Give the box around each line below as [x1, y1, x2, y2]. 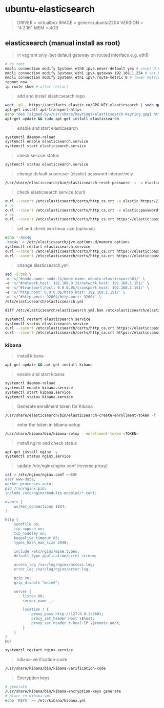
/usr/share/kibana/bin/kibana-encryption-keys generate [5, 689, 121, 694]
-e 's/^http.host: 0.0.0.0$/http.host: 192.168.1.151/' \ [5, 290, 125, 295]
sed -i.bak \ [5, 272, 32, 277]
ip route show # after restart [5, 84, 69, 89]
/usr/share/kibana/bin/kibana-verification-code [5, 666, 106, 671]
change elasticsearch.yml [17, 262, 69, 268]
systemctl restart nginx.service [5, 648, 73, 653]
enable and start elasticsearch [17, 125, 78, 131]
